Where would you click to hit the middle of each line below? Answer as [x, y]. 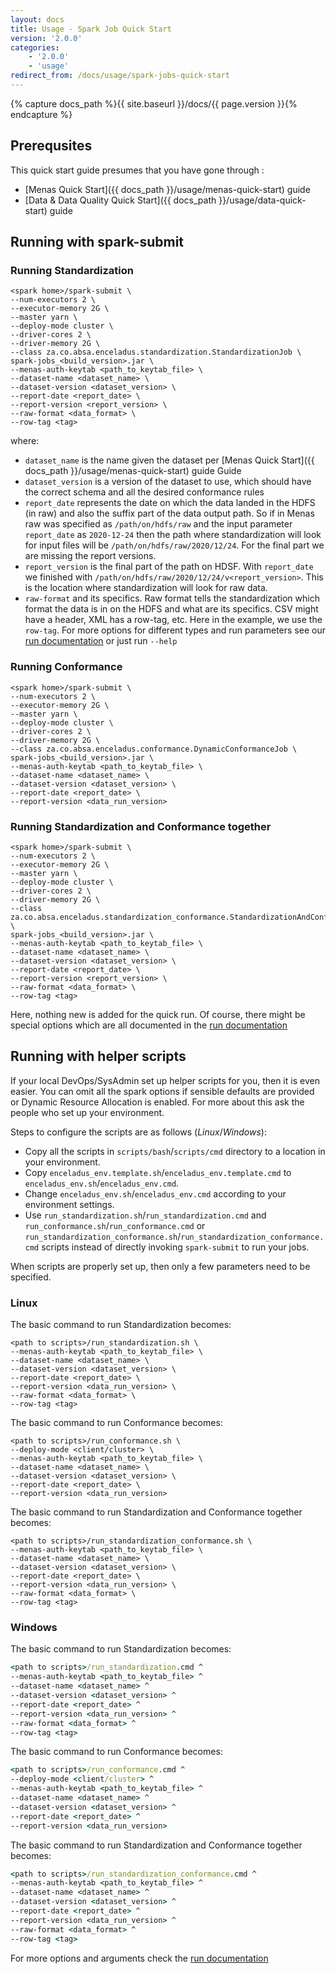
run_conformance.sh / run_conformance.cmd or [115, 1225]
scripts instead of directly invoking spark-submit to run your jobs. [175, 1247]
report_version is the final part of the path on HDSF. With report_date [169, 567]
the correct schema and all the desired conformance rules [144, 492]
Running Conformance [66, 667]
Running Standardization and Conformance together [141, 826]
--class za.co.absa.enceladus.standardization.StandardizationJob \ [156, 352]
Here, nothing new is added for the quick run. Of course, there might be [158, 1014]
